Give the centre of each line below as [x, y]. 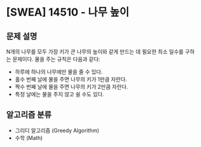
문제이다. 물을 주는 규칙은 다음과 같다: [56, 59]
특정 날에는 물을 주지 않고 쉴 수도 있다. [60, 94]
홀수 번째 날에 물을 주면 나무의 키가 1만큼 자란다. [71, 79]
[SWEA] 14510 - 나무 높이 [68, 12]
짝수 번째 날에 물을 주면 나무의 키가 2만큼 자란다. [71, 87]
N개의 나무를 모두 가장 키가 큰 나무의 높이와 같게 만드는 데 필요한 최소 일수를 [95, 52]
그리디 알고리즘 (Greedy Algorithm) [57, 130]
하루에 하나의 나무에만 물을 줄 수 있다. [59, 72]
